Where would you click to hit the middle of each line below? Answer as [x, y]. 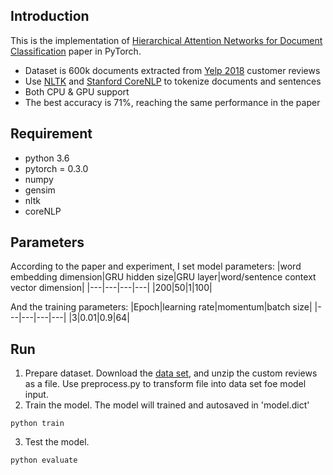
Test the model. [57, 442]
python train [37, 424]
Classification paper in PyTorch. [76, 51]
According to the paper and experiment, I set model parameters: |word [156, 266]
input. [36, 395]
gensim [40, 190]
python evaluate [44, 460]
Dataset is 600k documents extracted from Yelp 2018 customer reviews [172, 70]
